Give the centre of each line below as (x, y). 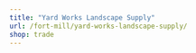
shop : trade (32, 34)
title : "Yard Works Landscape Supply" (82, 18)
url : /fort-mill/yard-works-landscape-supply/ (98, 26)
